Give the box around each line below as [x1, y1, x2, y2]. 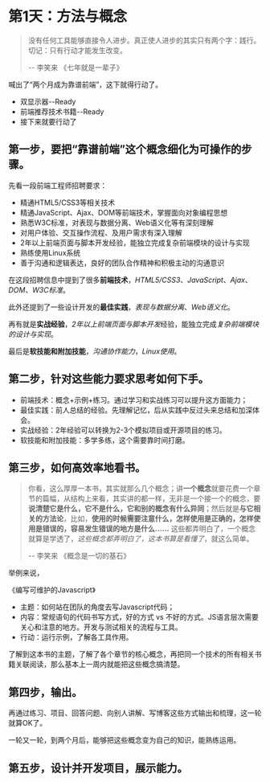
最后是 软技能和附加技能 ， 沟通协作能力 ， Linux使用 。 [8, 346, 182, 356]
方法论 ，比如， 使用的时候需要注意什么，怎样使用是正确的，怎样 [42, 514, 254, 523]
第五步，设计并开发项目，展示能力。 [8, 761, 188, 775]
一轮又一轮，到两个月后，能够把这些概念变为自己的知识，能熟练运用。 [8, 735, 241, 745]
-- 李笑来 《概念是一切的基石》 [27, 551, 131, 561]
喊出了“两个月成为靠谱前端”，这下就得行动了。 [8, 80, 163, 89]
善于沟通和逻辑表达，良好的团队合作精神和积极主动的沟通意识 [19, 258, 225, 268]
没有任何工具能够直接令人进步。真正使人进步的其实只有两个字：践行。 [27, 35, 261, 45]
